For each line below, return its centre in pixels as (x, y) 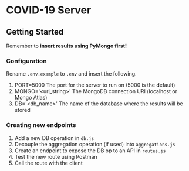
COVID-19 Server (49, 10)
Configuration (26, 61)
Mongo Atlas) (31, 98)
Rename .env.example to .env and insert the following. (71, 74)
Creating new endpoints (41, 125)
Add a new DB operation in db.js (54, 138)
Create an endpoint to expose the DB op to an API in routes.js (90, 151)
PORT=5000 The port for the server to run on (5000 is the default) (95, 85)
